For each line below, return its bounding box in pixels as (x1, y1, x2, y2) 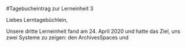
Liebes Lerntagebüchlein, (6, 16, 68, 23)
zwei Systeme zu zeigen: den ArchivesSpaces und (6, 34, 129, 41)
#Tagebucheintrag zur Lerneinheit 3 (6, 5, 94, 12)
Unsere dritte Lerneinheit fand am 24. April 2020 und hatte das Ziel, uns (6, 28, 181, 35)
